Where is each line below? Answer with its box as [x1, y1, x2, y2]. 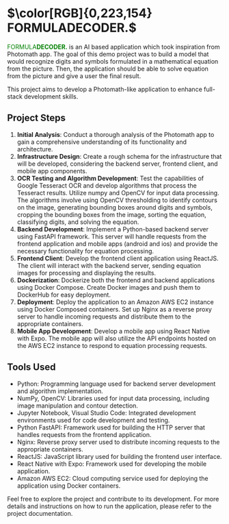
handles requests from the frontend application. [16, 430, 152, 438]
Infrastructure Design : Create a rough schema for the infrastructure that [16, 152, 222, 160]
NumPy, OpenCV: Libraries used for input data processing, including [16, 394, 210, 402]
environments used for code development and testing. [16, 416, 170, 424]
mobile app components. [16, 166, 87, 175]
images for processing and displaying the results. [16, 269, 156, 277]
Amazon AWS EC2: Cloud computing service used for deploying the [16, 474, 208, 482]
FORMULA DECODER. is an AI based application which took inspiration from [7, 42, 220, 51]
